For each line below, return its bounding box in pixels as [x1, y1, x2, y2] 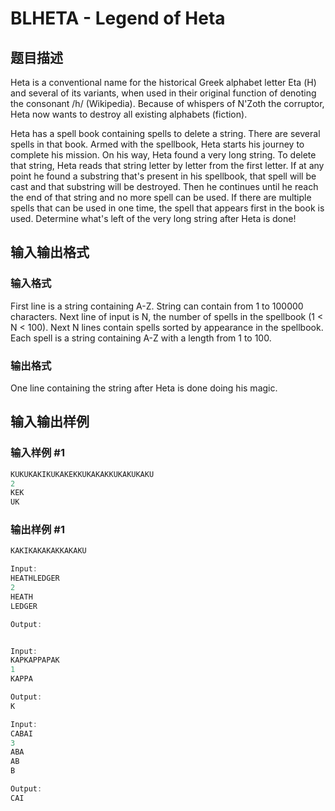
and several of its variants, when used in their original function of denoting [10, 87, 317, 99]
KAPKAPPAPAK [10, 655, 60, 666]
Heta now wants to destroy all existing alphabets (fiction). [10, 108, 248, 120]
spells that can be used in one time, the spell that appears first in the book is [10, 202, 325, 214]
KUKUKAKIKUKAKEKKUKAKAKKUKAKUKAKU [10, 469, 155, 479]
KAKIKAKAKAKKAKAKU [10, 546, 87, 556]
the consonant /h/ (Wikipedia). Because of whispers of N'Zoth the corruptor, [10, 98, 325, 109]
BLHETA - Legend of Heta [10, 7, 226, 30]
